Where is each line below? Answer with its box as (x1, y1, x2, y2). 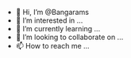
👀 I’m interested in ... (15, 16, 83, 25)
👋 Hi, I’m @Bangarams (15, 8, 90, 16)
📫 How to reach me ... (15, 42, 90, 50)
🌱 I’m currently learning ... (15, 24, 101, 33)
